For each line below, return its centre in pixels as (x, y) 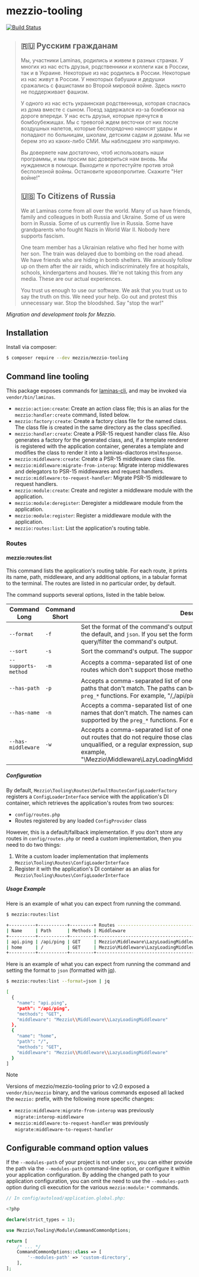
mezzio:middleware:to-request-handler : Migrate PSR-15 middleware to (101, 478)
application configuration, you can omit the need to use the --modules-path (97, 1181)
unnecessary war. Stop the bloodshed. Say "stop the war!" (92, 303)
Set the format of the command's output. (137, 627)
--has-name (24, 713)
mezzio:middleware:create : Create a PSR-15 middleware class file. (95, 459)
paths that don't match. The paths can (134, 689)
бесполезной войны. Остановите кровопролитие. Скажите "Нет (102, 171)
